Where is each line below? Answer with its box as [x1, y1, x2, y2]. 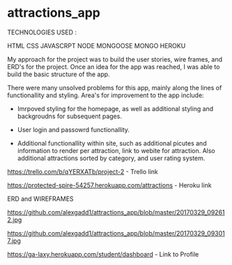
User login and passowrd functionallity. [17, 125, 130, 134]
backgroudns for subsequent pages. [17, 112, 122, 120]
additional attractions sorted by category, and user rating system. [17, 154, 206, 162]
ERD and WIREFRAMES [7, 194, 75, 203]
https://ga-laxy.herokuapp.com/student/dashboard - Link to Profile [7, 250, 199, 258]
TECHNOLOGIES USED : [7, 28, 77, 36]
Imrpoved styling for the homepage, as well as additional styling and [17, 104, 214, 113]
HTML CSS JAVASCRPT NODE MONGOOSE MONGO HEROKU [7, 41, 186, 50]
